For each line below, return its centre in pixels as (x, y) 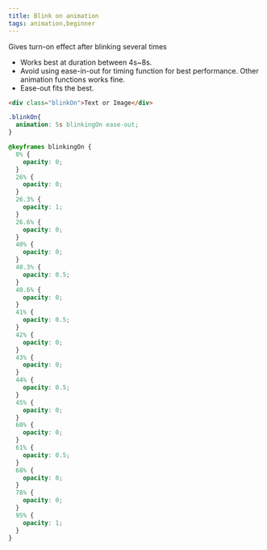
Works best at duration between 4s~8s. (86, 62)
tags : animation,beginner (52, 23)
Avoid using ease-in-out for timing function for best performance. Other (140, 70)
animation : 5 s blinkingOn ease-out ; (77, 125)
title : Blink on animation (54, 16)
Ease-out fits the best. (57, 88)
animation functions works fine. (72, 79)
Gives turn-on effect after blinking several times (88, 46)
